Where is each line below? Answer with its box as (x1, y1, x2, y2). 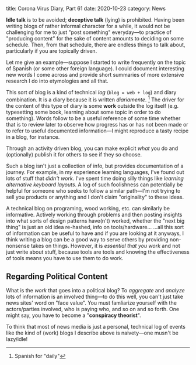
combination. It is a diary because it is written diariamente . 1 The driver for (6, 95, 185, 103)
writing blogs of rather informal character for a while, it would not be (6, 23, 170, 29)
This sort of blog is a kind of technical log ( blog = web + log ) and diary (6, 89, 177, 95)
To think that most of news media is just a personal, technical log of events (6, 323, 185, 330)
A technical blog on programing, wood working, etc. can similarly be (6, 204, 170, 212)
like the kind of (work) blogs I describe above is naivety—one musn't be (6, 329, 179, 336)
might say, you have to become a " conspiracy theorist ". (6, 312, 141, 319)
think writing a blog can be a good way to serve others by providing (6, 236, 169, 243)
